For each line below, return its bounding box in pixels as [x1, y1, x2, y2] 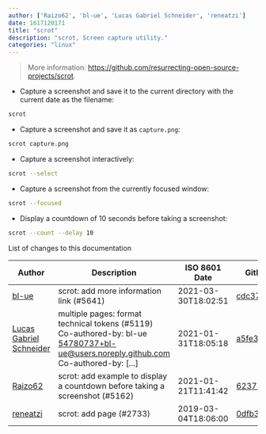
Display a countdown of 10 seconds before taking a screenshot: [19, 213, 228, 223]
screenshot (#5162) [58, 390, 135, 401]
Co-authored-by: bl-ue [58, 328, 148, 339]
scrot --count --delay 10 [8, 229, 93, 237]
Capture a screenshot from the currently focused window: [19, 184, 210, 193]
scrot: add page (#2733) [58, 408, 150, 419]
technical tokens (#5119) [58, 318, 154, 329]
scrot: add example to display [58, 370, 168, 381]
